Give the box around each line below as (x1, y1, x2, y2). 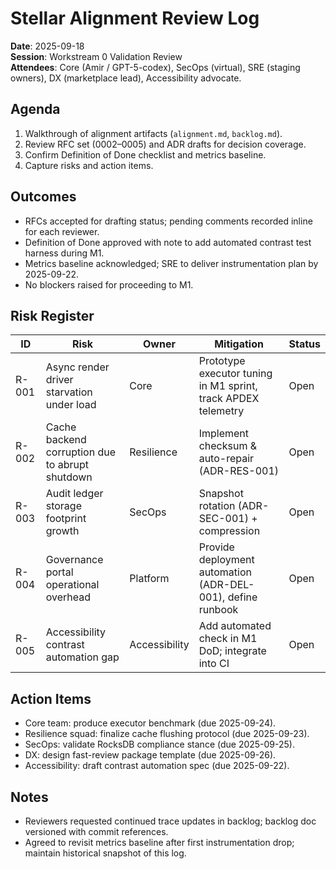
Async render (45, 360, 110, 374)
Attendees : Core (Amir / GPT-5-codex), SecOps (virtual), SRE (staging (10, 61, 301, 73)
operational (45, 578, 100, 592)
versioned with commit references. (24, 826, 169, 837)
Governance (45, 553, 104, 567)
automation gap (45, 650, 120, 664)
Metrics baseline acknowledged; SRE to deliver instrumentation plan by (24, 257, 319, 269)
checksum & (198, 439, 258, 453)
